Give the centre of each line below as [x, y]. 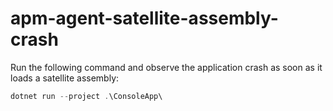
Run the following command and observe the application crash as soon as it [166, 67]
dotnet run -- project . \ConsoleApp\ [86, 96]
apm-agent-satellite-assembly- [144, 18]
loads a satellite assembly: [65, 78]
